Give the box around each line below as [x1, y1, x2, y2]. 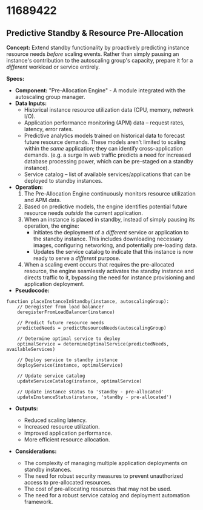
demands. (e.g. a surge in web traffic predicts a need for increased [24, 151, 191, 158]
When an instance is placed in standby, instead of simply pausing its [24, 216, 195, 223]
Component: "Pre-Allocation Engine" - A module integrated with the [15, 87, 186, 94]
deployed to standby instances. [24, 177, 103, 184]
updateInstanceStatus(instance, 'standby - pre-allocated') [17, 394, 172, 400]
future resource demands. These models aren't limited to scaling [24, 138, 186, 146]
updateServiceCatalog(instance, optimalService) [17, 378, 142, 384]
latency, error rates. [24, 126, 74, 132]
